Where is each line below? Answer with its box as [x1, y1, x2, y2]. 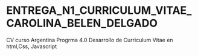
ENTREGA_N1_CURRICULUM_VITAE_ [6, 4, 192, 17]
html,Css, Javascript [6, 43, 57, 50]
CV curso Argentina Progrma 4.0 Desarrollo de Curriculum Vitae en [6, 36, 173, 43]
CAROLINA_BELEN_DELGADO [6, 16, 158, 30]
